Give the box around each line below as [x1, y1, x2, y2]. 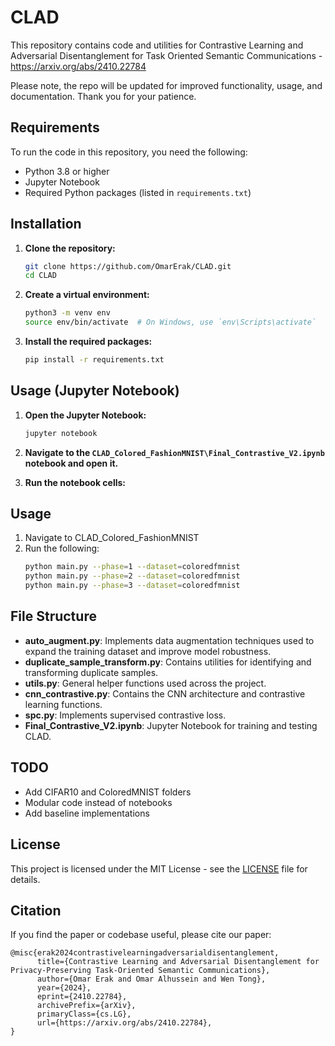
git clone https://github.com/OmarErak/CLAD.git [24, 261, 232, 271]
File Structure [10, 608, 97, 625]
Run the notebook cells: [24, 476, 127, 488]
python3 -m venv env [24, 308, 111, 318]
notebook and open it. [24, 457, 119, 469]
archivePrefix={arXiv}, [36, 1001, 137, 1011]
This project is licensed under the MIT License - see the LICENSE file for [10, 862, 308, 875]
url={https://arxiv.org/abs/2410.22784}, [36, 1018, 213, 1028]
